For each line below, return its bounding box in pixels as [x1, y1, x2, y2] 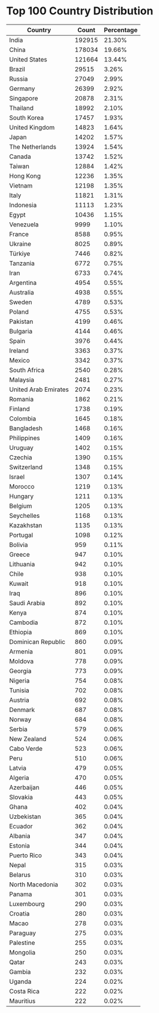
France [9, 230, 29, 238]
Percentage [103, 26, 138, 34]
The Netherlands [9, 142, 57, 151]
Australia [9, 288, 34, 296]
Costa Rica [9, 987, 40, 995]
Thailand [9, 103, 34, 112]
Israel [9, 472, 25, 481]
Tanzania [9, 259, 35, 267]
